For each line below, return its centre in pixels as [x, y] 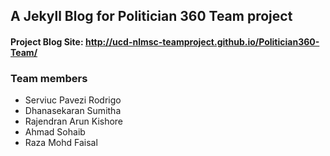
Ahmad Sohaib [55, 132]
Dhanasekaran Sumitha [73, 111]
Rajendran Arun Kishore [74, 121]
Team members [49, 78]
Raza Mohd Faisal [61, 143]
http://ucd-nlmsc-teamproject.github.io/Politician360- [202, 41]
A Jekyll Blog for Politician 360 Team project [151, 16]
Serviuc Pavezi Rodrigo [73, 100]
